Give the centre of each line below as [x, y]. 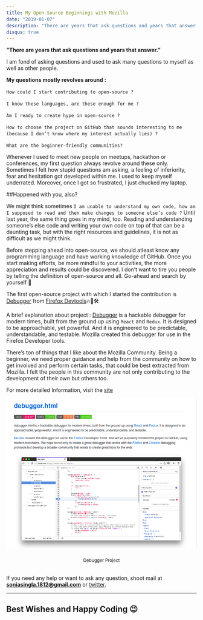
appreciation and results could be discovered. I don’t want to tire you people [101, 269]
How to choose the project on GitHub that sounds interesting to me [94, 127]
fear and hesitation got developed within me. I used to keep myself [89, 177]
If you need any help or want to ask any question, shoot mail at [84, 578]
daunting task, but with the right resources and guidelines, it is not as [92, 232]
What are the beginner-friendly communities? [64, 146]
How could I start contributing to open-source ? [70, 92]
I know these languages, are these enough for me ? [72, 104]
